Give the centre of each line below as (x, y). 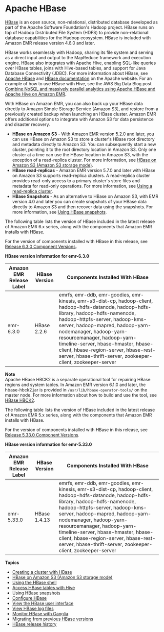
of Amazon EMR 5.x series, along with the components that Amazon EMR (79, 415)
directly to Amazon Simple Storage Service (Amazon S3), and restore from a (82, 109)
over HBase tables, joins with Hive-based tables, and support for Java (75, 68)
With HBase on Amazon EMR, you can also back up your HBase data (74, 103)
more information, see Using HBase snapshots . (60, 212)
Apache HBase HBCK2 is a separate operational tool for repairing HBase (78, 379)
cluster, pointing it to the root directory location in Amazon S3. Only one (84, 149)
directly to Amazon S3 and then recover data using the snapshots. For (82, 207)
